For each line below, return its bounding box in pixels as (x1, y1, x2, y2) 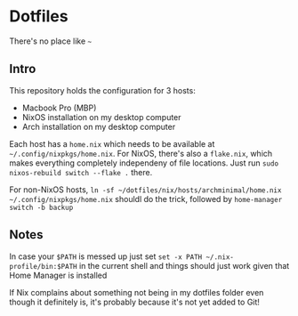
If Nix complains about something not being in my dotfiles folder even (9, 287, 264, 297)
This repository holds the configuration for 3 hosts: (9, 85, 196, 95)
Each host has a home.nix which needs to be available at (9, 138, 215, 149)
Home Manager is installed (9, 270, 108, 280)
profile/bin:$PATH (9, 262, 77, 271)
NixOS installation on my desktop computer (21, 111, 181, 122)
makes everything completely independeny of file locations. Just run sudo (9, 158, 278, 168)
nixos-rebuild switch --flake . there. (9, 166, 153, 177)
